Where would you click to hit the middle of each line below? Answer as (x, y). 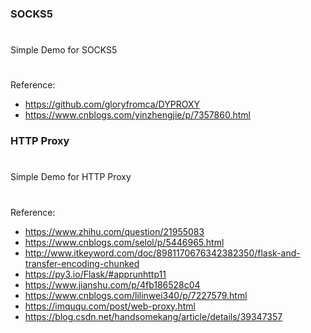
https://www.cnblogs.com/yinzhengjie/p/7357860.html (137, 115)
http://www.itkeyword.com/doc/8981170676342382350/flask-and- (162, 253)
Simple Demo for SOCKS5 (64, 50)
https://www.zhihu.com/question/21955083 (114, 231)
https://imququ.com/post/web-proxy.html (110, 306)
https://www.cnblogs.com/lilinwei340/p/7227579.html (136, 295)
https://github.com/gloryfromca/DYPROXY (112, 104)
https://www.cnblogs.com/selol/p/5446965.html (124, 242)
